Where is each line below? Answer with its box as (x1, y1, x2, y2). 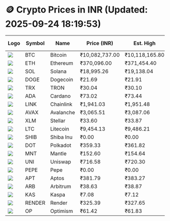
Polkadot (50, 142, 72, 149)
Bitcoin (50, 51, 67, 58)
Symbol (26, 39, 45, 47)
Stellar (50, 117, 66, 124)
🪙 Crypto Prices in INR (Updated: (5, 4, 148, 16)
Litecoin (50, 125, 69, 132)
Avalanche (50, 109, 75, 116)
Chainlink (50, 101, 72, 108)
